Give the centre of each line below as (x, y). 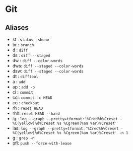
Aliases (17, 28)
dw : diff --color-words (37, 60)
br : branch (23, 45)
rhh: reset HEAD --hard (36, 113)
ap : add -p (24, 87)
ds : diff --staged (31, 55)
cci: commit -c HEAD (32, 97)
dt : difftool (25, 76)
